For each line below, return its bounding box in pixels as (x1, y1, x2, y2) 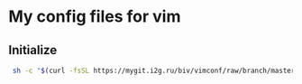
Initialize (8, 42, 58, 58)
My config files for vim (8, 6, 181, 27)
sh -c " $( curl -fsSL (12, 66, 90, 75)
